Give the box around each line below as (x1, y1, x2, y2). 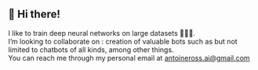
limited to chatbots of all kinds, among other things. (8, 44, 174, 54)
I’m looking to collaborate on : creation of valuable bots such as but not (8, 37, 238, 46)
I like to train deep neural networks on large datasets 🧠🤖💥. (8, 28, 196, 37)
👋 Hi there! (8, 8, 61, 21)
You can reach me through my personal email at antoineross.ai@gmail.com (8, 53, 250, 62)
